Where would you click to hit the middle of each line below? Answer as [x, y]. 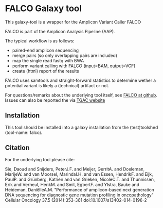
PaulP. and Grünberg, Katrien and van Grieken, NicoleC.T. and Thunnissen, [80, 179]
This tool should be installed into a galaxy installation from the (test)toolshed [81, 127]
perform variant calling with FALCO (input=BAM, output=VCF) [74, 66]
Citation [18, 148]
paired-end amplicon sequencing [45, 50]
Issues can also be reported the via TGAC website [55, 100]
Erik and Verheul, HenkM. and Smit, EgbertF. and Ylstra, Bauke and [72, 184]
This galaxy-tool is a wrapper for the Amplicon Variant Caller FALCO [73, 22]
